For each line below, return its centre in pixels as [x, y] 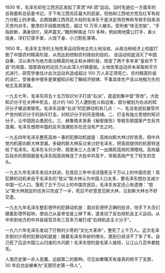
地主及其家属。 [20, 85]
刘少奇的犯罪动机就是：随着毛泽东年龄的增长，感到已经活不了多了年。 [84, 236]
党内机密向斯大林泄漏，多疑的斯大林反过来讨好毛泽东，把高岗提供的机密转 [80, 143]
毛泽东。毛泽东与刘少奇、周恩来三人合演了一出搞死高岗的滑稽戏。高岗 [84, 150]
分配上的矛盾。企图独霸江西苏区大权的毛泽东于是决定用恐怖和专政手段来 [82, 19]
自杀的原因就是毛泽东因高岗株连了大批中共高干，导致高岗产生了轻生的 [80, 156]
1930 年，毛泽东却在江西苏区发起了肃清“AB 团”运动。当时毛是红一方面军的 [81, 7]
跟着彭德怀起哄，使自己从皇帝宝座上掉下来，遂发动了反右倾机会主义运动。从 [82, 214]
